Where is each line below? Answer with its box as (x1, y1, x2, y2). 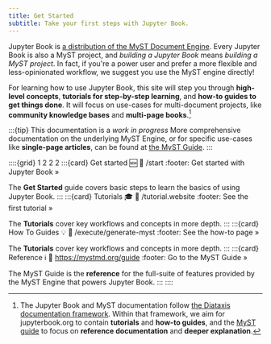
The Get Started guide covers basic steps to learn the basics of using (8, 183, 240, 193)
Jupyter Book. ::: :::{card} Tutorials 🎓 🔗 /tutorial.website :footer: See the (8, 192, 248, 201)
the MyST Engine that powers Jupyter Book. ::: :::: (8, 277, 173, 287)
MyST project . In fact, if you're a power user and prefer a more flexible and (8, 58, 257, 68)
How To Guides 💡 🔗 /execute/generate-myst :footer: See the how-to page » (8, 227, 260, 238)
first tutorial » (8, 203, 53, 213)
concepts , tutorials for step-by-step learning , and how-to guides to (26, 91, 256, 101)
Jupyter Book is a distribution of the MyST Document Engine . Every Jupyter (8, 41, 261, 51)
